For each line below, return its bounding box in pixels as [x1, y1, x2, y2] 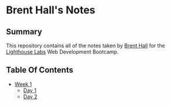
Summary [6, 27, 42, 37]
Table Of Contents [6, 65, 74, 75]
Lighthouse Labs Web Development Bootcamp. [6, 48, 119, 55]
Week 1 [14, 80, 32, 87]
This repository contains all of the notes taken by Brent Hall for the [6, 42, 165, 49]
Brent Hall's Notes [6, 3, 96, 17]
